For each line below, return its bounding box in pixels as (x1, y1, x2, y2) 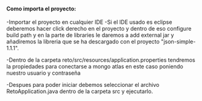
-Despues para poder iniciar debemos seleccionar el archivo (6, 81, 160, 89)
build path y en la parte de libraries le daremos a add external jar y (6, 31, 174, 39)
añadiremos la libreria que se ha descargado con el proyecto (6, 38, 160, 45)
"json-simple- (160, 38, 196, 45)
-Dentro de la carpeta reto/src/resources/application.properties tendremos (6, 56, 195, 64)
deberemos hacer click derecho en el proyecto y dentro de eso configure (6, 25, 192, 32)
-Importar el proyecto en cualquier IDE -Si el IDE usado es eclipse (6, 18, 173, 26)
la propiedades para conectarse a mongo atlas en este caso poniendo (6, 63, 184, 70)
